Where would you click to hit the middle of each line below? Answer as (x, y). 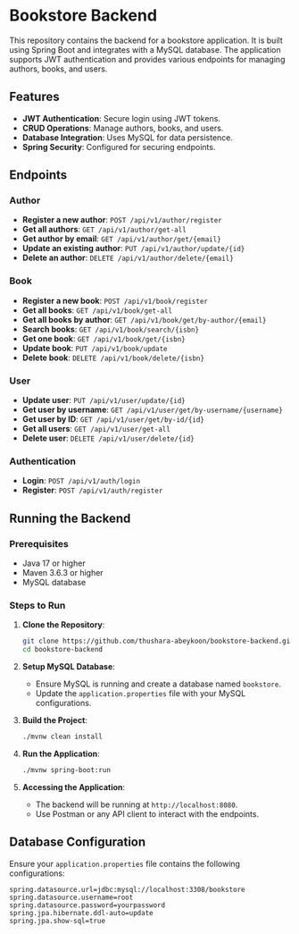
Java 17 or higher (54, 563)
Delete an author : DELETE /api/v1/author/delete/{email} (128, 258)
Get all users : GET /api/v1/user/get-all (96, 429)
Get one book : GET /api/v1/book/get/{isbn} (104, 338)
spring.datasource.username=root (71, 897)
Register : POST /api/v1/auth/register (92, 490)
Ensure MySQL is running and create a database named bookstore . (158, 684)
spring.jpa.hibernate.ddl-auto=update (81, 913)
